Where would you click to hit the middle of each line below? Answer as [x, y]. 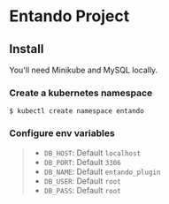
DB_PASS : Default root [82, 190]
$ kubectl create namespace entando [77, 111]
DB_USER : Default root [82, 181]
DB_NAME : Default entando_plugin [102, 171]
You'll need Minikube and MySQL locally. [84, 70]
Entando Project [69, 16]
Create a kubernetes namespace [81, 93]
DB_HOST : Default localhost [92, 153]
